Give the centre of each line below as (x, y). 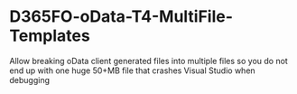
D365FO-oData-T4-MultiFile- (121, 17)
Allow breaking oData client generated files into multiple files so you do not (149, 61)
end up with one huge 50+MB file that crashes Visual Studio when (132, 70)
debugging (30, 80)
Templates (50, 36)
